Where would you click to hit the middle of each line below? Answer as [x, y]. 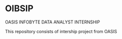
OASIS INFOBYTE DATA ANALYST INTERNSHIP [52, 22]
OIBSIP [19, 9]
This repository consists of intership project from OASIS [61, 31]
